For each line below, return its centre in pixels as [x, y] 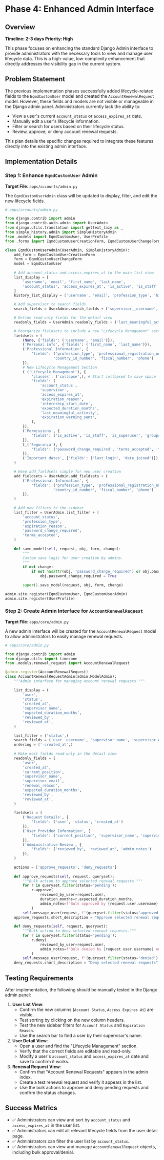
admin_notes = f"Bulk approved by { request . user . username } [99, 903]
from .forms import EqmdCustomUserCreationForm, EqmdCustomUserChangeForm [83, 241]
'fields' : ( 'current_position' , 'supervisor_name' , [85, 836]
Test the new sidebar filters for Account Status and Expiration [82, 1025]
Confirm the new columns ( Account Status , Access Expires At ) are [86, 1010]
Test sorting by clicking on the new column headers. [72, 1020]
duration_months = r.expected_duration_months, [87, 899]
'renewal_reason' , [41, 786]
